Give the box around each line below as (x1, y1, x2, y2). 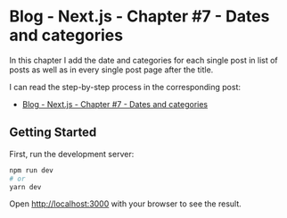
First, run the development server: (9, 148, 135, 159)
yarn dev (9, 182, 42, 191)
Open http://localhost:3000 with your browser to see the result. (9, 198, 242, 209)
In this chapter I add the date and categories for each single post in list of (9, 54, 278, 65)
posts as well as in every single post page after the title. (9, 64, 214, 75)
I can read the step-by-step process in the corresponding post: (9, 81, 242, 92)
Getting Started (9, 125, 97, 140)
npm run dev (9, 165, 53, 175)
